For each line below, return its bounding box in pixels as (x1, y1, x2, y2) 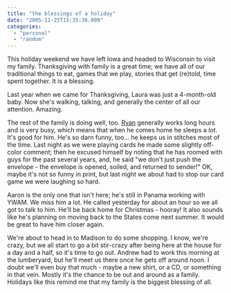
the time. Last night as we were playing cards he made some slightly (7, 141, 202, 149)
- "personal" (13, 29, 51, 37)
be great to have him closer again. (7, 220, 104, 229)
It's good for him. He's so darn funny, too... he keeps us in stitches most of (7, 133, 220, 142)
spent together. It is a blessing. (7, 77, 95, 85)
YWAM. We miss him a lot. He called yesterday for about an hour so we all (7, 198, 219, 206)
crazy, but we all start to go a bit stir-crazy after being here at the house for (7, 241, 222, 249)
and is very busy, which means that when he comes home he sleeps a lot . (7, 126, 218, 134)
